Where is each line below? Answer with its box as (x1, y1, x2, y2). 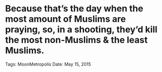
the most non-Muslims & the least (5, 35, 148, 46)
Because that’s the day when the (5, 3, 144, 14)
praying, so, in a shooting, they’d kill (5, 24, 158, 35)
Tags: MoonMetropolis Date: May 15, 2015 (5, 61, 91, 67)
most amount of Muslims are (5, 13, 126, 25)
